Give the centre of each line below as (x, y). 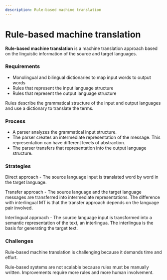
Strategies (18, 166)
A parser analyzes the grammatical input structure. (65, 132)
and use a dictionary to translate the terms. (49, 108)
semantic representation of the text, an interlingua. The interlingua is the (79, 223)
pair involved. (19, 208)
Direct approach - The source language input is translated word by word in (82, 177)
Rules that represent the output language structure (64, 93)
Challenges (19, 241)
